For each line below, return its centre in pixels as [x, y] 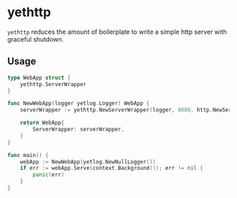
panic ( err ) [49, 175]
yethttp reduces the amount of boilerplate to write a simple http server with [117, 32]
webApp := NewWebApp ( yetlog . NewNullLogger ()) [88, 162]
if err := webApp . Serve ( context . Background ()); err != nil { [112, 168]
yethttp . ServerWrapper [53, 84]
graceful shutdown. [36, 39]
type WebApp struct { [39, 78]
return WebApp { [42, 123]
